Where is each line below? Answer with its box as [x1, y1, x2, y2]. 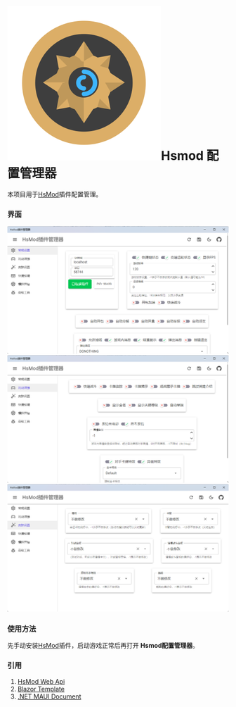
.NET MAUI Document [17, 692, 81, 701]
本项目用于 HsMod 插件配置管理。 [7, 189, 103, 199]
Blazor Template [17, 684, 65, 693]
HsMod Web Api [17, 677, 65, 685]
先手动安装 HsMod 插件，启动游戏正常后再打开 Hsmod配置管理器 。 [7, 642, 199, 650]
